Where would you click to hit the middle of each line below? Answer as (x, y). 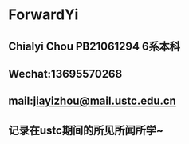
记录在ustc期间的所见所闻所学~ (86, 130)
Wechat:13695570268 (65, 74)
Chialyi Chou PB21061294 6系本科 (94, 46)
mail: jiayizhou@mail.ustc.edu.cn (93, 101)
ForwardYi (43, 15)
